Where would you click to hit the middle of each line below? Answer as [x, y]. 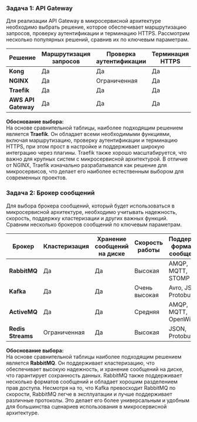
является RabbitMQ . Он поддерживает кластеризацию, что [81, 363]
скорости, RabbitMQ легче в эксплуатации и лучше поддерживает [89, 394]
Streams [21, 336]
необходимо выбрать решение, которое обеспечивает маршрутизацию [96, 27]
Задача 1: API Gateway [40, 8]
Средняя [147, 312]
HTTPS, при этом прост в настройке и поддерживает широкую [85, 147]
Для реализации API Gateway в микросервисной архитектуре [84, 21]
